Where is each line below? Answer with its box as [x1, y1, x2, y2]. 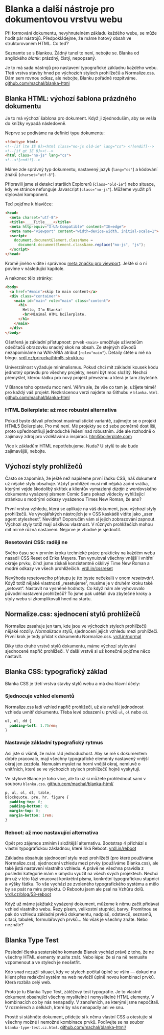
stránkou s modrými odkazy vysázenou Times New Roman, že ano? [5, 496, 142, 502]
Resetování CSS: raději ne [5, 539, 68, 545]
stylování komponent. [5, 192, 49, 197]
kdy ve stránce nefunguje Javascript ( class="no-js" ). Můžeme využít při [5, 186, 152, 192]
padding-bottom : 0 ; [9, 804, 49, 809]
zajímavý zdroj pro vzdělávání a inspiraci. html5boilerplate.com [5, 433, 132, 439]
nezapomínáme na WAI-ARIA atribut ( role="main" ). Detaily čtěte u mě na [5, 349, 151, 355]
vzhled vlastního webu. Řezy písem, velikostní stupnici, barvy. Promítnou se [5, 906, 158, 912]
